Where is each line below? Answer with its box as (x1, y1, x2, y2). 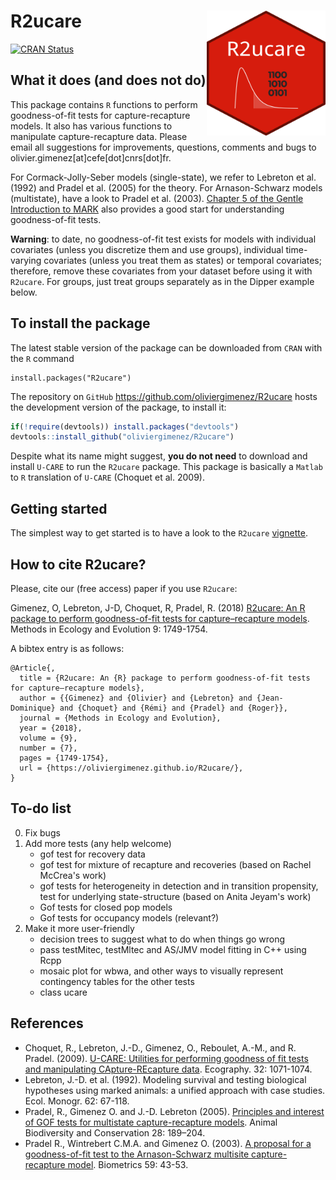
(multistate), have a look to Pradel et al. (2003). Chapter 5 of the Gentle (10, 192, 304, 204)
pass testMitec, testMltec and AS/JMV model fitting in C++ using (39, 943, 307, 955)
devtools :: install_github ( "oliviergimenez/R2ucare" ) (10, 432, 235, 442)
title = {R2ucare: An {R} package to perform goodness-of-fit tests (19, 673, 311, 683)
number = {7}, (19, 743, 78, 753)
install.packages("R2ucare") (10, 373, 132, 383)
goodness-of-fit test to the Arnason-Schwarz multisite (24, 1148, 250, 1160)
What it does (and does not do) (10, 72, 207, 89)
